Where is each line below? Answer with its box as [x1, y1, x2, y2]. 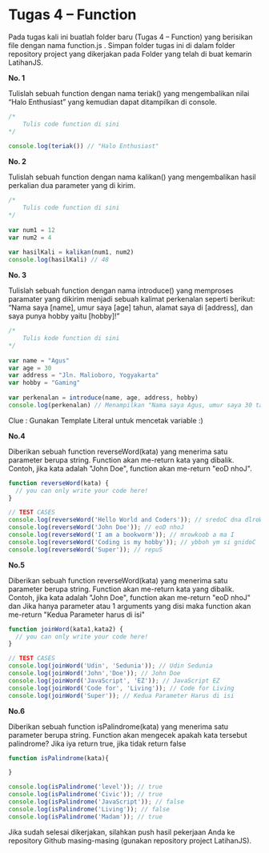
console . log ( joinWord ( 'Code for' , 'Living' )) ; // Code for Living [8, 684, 235, 692]
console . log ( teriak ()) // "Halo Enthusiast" [8, 142, 159, 150]
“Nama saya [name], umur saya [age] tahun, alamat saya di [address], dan [8, 302, 254, 313]
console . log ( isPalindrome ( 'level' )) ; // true [8, 783, 163, 791]
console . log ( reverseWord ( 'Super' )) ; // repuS [8, 546, 163, 554]
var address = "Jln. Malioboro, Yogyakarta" [8, 371, 159, 379]
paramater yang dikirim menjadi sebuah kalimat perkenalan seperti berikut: [8, 294, 255, 304]
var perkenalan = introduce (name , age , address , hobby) [8, 394, 199, 402]
